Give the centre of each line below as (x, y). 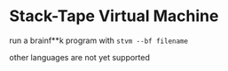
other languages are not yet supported (80, 57)
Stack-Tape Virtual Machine (114, 16)
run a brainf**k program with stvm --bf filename (99, 40)
